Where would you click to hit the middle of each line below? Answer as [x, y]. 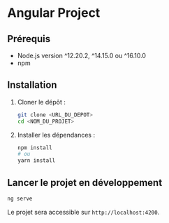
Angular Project [54, 13]
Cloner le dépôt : [42, 102]
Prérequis [29, 39]
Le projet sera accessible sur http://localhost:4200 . [83, 212]
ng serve [20, 198]
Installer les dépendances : [56, 135]
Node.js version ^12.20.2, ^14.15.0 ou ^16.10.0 [82, 55]
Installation [32, 85]
